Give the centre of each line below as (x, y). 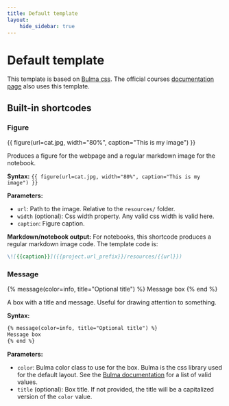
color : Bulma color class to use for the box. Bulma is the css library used (120, 367)
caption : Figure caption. (51, 223)
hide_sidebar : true (47, 26)
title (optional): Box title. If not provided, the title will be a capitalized (116, 389)
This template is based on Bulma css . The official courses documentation (111, 79)
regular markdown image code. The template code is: (83, 244)
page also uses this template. (49, 86)
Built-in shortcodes (49, 108)
